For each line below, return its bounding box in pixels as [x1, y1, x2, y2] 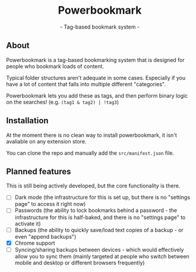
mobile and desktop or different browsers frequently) [14, 259, 145, 266]
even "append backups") [14, 233, 77, 240]
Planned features [6, 166, 71, 176]
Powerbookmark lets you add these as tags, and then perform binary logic [6, 92, 188, 99]
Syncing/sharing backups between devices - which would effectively [14, 246, 184, 253]
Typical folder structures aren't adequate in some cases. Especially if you [6, 74, 186, 81]
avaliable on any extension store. [6, 137, 87, 145]
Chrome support [14, 239, 55, 246]
